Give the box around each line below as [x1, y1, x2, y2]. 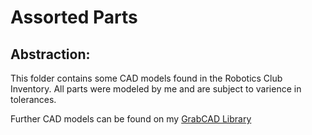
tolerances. [10, 94, 57, 105]
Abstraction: [10, 46, 91, 63]
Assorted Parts [10, 6, 138, 29]
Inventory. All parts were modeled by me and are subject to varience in [10, 83, 302, 95]
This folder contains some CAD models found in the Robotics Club [10, 72, 283, 84]
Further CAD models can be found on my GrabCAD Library [10, 113, 252, 125]
